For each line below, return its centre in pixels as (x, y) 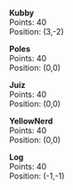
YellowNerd (31, 121)
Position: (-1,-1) (37, 176)
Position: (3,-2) (36, 32)
